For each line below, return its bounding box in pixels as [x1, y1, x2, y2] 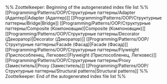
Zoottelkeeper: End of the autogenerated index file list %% [5, 73, 126, 79]
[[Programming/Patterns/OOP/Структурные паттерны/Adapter [5, 9, 136, 15]
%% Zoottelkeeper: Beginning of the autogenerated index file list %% [5, 4, 149, 10]
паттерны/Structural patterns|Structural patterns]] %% [34, 68, 148, 74]
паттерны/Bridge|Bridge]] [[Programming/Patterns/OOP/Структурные [5, 20, 151, 26]
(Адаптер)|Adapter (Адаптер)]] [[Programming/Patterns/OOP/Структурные [5, 15, 162, 20]
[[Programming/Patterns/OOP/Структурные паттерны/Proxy [5, 57, 131, 63]
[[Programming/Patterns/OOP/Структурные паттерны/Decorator [5, 31, 140, 36]
